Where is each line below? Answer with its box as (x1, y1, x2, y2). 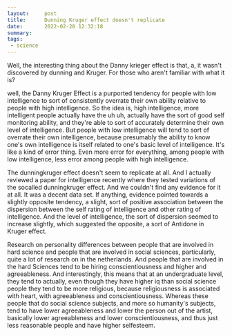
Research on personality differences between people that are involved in (7, 241, 214, 248)
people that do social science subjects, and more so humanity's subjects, (7, 299, 216, 307)
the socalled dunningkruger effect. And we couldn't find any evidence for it (7, 184, 221, 191)
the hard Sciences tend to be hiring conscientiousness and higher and (7, 263, 207, 270)
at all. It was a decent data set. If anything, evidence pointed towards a (7, 190, 209, 199)
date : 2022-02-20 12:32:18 (7, 23, 104, 30)
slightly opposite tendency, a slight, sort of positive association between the (7, 198, 224, 206)
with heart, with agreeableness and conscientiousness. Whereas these (7, 292, 209, 300)
